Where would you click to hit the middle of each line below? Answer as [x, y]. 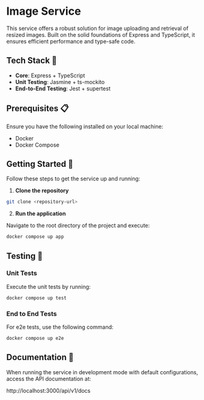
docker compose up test [37, 298]
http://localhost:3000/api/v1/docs [49, 390]
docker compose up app [35, 237]
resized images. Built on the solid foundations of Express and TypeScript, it [101, 34]
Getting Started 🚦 [40, 164]
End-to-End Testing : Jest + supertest [63, 88]
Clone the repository [42, 191]
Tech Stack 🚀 [32, 60]
